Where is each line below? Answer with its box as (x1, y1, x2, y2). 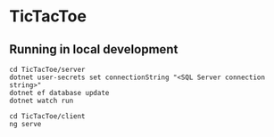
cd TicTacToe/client (9, 112, 87, 121)
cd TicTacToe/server (9, 65, 87, 74)
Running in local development (9, 42, 179, 57)
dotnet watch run (9, 96, 74, 105)
